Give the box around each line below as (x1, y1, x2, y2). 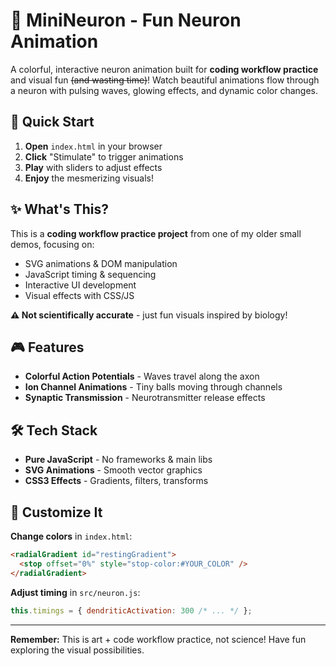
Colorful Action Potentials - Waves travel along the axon (24, 370, 260, 383)
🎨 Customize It (10, 504, 103, 521)
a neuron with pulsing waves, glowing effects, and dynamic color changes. (10, 84, 318, 96)
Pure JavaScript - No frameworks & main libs (24, 454, 213, 466)
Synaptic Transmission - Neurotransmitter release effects (24, 392, 266, 404)
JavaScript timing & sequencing (24, 268, 157, 280)
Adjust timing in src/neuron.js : (10, 586, 141, 598)
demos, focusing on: (10, 238, 95, 250)
